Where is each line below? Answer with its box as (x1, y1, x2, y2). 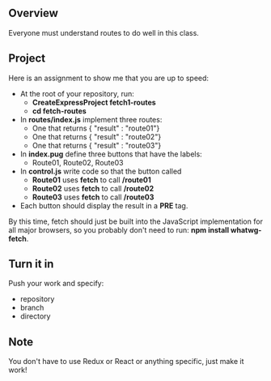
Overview (8, 6, 59, 20)
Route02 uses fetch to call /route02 (32, 183, 155, 193)
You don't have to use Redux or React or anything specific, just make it (8, 357, 244, 366)
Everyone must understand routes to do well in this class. (8, 28, 200, 37)
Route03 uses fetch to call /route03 (32, 192, 155, 202)
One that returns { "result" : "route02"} (32, 131, 162, 141)
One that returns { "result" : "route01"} (32, 123, 160, 133)
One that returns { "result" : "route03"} (32, 140, 162, 150)
